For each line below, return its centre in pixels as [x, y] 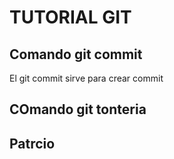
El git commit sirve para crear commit [86, 78]
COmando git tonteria [78, 109]
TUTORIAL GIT [70, 17]
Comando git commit [76, 54]
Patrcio [32, 143]
